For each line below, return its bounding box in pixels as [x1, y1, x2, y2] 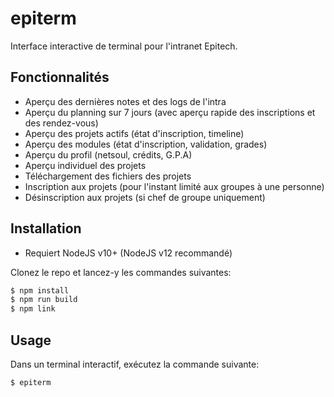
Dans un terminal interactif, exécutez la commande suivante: [10, 358, 260, 370]
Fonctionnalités [10, 69, 110, 86]
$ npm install [10, 285, 70, 296]
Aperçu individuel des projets [24, 159, 147, 171]
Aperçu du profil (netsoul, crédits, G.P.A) [24, 148, 193, 161]
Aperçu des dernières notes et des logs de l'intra [24, 95, 227, 107]
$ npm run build [10, 295, 78, 305]
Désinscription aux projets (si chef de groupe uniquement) [24, 191, 266, 203]
